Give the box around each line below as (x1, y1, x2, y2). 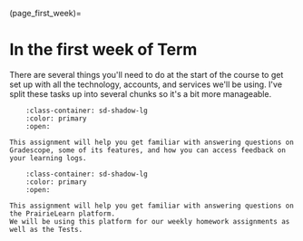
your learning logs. (9, 153, 88, 162)
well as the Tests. (9, 225, 83, 234)
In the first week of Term (9, 40, 198, 60)
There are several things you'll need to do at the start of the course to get (9, 69, 284, 80)
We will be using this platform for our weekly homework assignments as (9, 217, 290, 226)
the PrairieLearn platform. (9, 208, 116, 218)
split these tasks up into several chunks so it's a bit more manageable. (9, 88, 272, 99)
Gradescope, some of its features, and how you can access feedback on (9, 145, 286, 155)
